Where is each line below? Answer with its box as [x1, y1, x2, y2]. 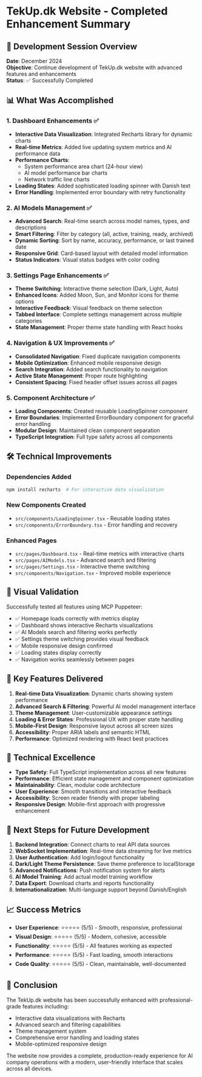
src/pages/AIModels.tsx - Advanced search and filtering [15, 556, 157, 564]
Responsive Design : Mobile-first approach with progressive [15, 801, 166, 808]
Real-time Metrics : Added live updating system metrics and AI [15, 143, 172, 150]
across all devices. [6, 1065, 53, 1072]
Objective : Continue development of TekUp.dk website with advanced [6, 64, 183, 71]
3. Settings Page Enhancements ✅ [6, 271, 109, 280]
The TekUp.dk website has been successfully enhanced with [6, 996, 159, 1004]
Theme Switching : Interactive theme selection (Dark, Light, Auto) [15, 285, 179, 292]
